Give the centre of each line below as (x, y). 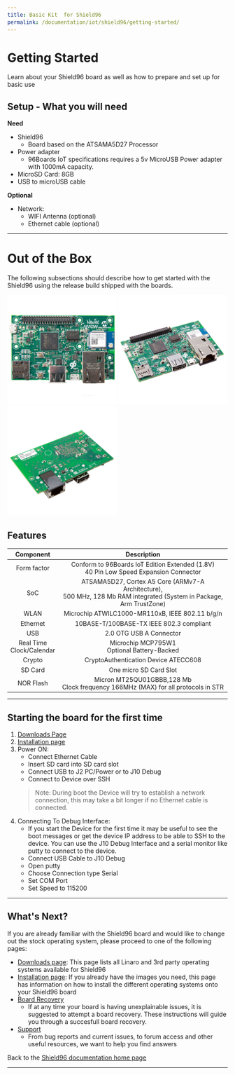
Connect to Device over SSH (69, 779)
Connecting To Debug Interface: (64, 821)
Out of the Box (50, 259)
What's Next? (38, 917)
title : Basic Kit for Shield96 (54, 15)
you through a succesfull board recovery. (87, 1021)
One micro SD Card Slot (143, 670)
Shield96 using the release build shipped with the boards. (90, 286)
